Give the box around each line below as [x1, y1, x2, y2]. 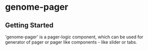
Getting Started [5, 21, 54, 29]
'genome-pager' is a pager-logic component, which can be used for [5, 34, 144, 40]
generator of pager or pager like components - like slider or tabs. [5, 39, 137, 45]
